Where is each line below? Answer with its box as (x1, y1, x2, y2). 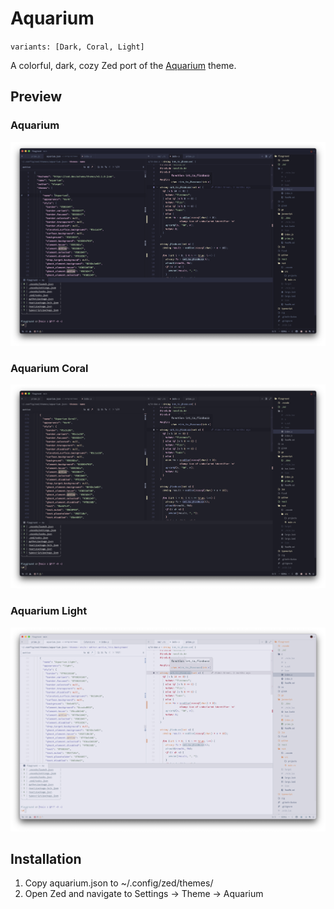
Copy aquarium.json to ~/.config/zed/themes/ (24, 877, 214, 889)
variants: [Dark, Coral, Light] (10, 42, 145, 52)
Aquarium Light (10, 604, 88, 618)
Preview (10, 88, 63, 106)
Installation (10, 851, 82, 868)
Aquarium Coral (10, 361, 89, 375)
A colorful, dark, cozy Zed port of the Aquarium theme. (10, 59, 237, 71)
